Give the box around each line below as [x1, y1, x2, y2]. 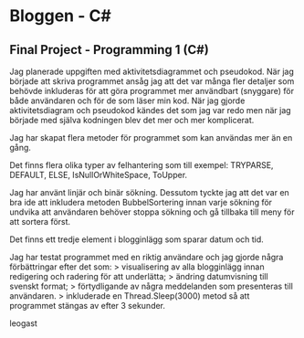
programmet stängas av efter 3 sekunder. [9, 301, 166, 311]
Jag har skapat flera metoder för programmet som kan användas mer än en [9, 132, 293, 143]
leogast [9, 318, 38, 329]
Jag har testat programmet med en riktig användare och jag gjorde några [9, 252, 284, 262]
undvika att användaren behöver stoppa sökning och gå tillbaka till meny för [9, 206, 295, 217]
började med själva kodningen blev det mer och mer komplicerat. [9, 115, 255, 125]
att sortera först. [9, 217, 71, 227]
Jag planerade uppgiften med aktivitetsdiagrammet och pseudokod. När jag [9, 66, 294, 77]
